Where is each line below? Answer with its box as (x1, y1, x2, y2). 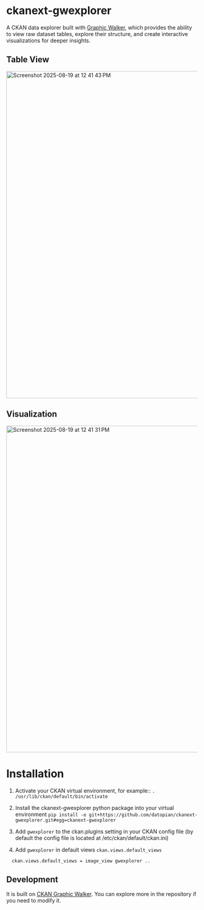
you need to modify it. (6, 897, 61, 905)
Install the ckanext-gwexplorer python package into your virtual (15, 804, 174, 811)
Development (6, 874, 59, 884)
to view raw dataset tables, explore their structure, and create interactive (6, 30, 188, 37)
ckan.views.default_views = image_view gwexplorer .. (12, 858, 151, 864)
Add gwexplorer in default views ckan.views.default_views (15, 846, 162, 853)
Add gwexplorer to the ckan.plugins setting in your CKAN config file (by (15, 828, 194, 835)
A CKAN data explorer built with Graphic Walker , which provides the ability (6, 24, 192, 31)
